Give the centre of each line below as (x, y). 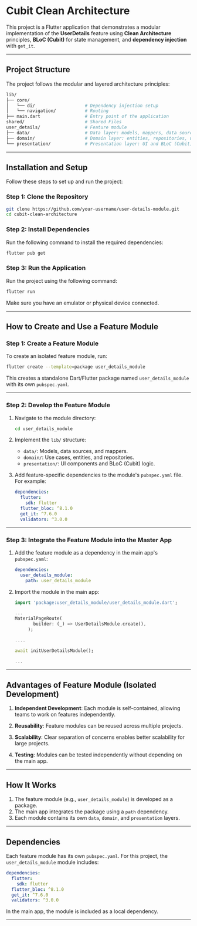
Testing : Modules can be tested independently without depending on (98, 755)
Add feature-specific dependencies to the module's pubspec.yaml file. (98, 475)
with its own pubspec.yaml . (38, 384)
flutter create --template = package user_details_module (76, 367)
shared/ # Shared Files (64, 122)
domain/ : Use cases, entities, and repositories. (79, 457)
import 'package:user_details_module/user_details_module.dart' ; (96, 603)
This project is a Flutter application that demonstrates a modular (84, 27)
